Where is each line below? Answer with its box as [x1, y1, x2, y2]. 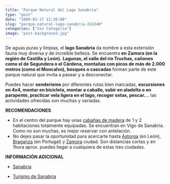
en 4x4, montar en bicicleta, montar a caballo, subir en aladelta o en [5, 87, 151, 93]
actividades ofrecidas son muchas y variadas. [5, 98, 101, 104]
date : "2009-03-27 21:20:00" [5, 17, 67, 22]
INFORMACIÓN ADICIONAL [5, 154, 64, 160]
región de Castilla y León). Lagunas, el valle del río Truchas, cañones [5, 56, 153, 61]
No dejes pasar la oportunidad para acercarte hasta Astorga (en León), [12, 133, 161, 139]
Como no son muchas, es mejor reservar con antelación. [12, 128, 131, 134]
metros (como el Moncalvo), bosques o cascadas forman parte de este [5, 66, 156, 72]
